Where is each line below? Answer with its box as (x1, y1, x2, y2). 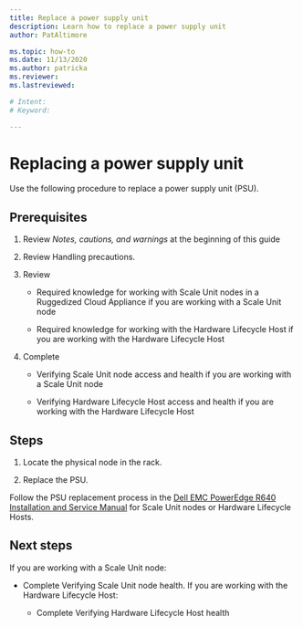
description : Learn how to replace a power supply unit (9, 22, 226, 31)
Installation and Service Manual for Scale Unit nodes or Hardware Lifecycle (9, 502, 292, 513)
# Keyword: (9, 106, 51, 115)
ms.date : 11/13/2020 (9, 56, 89, 65)
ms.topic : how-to (9, 47, 76, 56)
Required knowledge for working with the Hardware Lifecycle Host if (36, 324, 294, 335)
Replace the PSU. (22, 475, 89, 486)
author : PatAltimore (9, 30, 89, 39)
